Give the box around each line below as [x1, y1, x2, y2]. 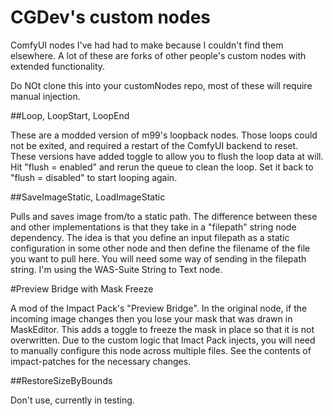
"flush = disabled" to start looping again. [10, 171, 178, 183]
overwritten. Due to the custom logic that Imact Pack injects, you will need [10, 334, 316, 346]
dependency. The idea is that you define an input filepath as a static [10, 231, 290, 243]
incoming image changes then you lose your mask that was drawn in [10, 312, 293, 325]
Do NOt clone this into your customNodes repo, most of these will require [10, 79, 313, 91]
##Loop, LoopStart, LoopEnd [10, 109, 130, 121]
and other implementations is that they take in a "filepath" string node [10, 221, 297, 233]
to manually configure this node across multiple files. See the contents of [10, 344, 312, 356]
